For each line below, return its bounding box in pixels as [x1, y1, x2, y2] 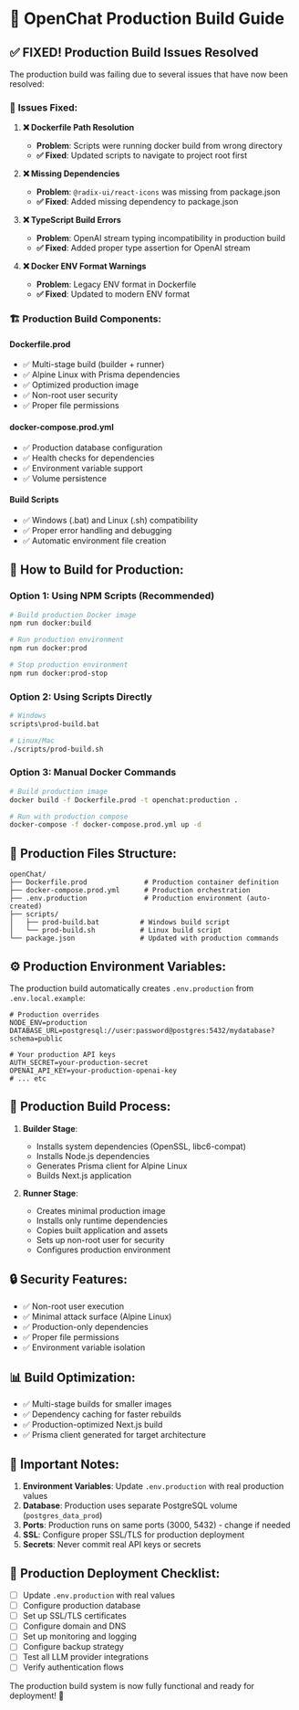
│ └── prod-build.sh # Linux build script [9, 926, 222, 935]
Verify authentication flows [22, 1662, 125, 1673]
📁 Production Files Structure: [9, 845, 177, 861]
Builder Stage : [22, 1123, 78, 1134]
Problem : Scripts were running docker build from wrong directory [36, 141, 283, 152]
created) [9, 902, 43, 912]
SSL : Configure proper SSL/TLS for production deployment [22, 1529, 244, 1540]
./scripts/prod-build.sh [9, 744, 104, 754]
